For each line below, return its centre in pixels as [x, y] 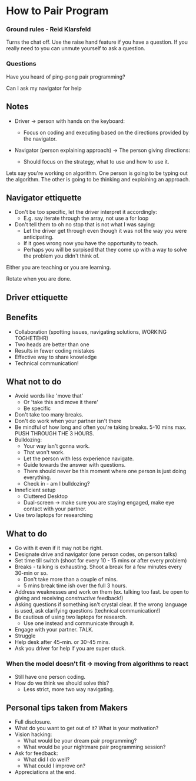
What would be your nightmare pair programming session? [94, 747]
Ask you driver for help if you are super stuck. [70, 649]
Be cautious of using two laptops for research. [71, 617]
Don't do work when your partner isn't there [68, 421]
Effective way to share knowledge [56, 357]
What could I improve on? [54, 766]
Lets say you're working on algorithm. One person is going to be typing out [97, 173]
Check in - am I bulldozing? [57, 484]
